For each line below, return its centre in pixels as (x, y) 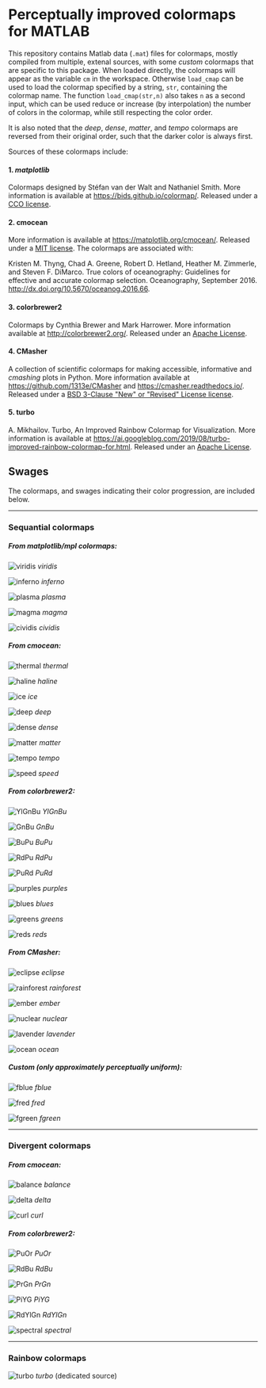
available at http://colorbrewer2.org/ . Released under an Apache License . (128, 333)
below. (19, 499)
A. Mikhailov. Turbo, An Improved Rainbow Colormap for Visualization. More (132, 430)
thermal (55, 665)
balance (57, 1185)
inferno (53, 581)
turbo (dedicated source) (76, 1375)
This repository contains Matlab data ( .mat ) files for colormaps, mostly (123, 53)
